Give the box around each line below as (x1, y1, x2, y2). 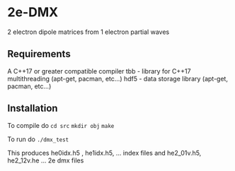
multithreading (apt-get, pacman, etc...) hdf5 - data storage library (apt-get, (7, 74, 229, 83)
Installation (7, 102, 58, 114)
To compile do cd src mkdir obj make (7, 121, 115, 129)
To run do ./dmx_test (7, 135, 69, 143)
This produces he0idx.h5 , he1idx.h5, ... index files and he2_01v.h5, (7, 148, 202, 157)
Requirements (7, 48, 71, 60)
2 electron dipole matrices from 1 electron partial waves (7, 28, 170, 36)
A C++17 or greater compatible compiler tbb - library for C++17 (7, 66, 191, 75)
